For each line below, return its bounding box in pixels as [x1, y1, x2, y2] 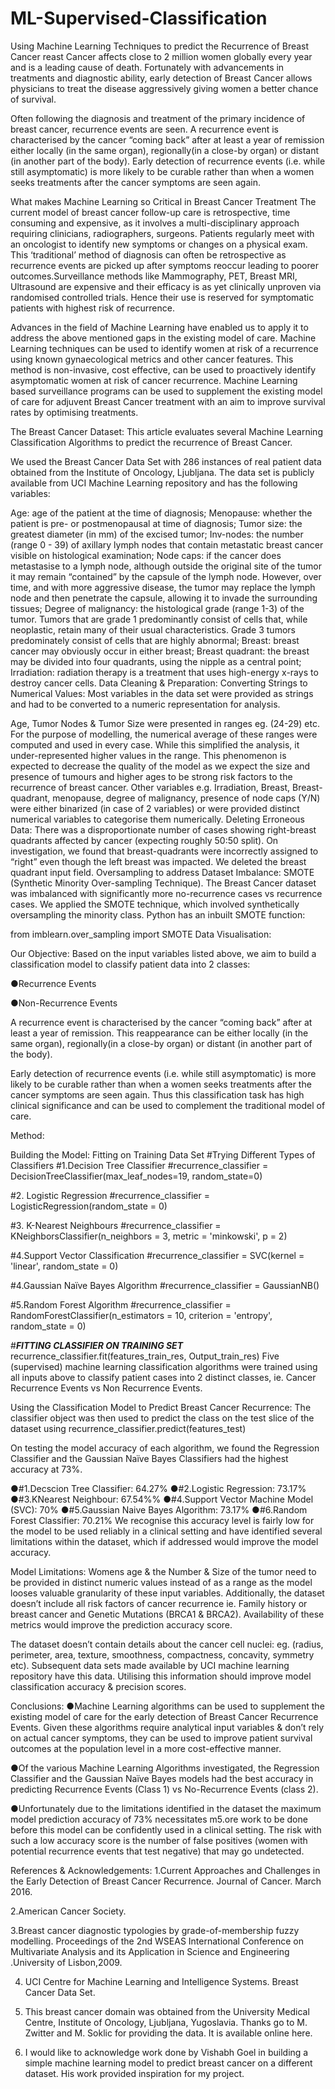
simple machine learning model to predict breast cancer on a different [24, 2057, 313, 2069]
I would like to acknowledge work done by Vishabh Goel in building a [24, 2046, 309, 2058]
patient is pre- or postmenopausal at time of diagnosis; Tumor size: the [10, 517, 303, 529]
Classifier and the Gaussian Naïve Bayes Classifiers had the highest [10, 1452, 289, 1464]
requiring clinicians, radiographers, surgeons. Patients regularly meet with [10, 227, 315, 239]
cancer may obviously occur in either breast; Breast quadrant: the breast [10, 645, 310, 657]
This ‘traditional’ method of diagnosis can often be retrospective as [10, 248, 287, 261]
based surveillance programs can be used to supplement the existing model [10, 385, 323, 397]
